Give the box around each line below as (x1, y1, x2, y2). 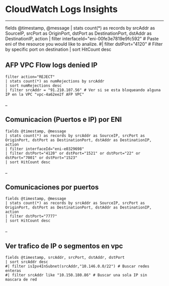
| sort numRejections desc (5, 83, 62, 88)
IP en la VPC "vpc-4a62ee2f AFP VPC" (5, 92, 84, 97)
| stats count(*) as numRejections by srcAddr (5, 79, 105, 84)
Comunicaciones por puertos (5, 183, 99, 191)
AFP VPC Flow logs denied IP (5, 61, 98, 69)
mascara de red (5, 277, 37, 282)
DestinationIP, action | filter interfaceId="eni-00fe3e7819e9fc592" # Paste (5, 35, 159, 41)
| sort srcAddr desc (5, 259, 49, 265)
